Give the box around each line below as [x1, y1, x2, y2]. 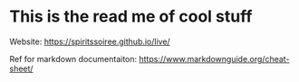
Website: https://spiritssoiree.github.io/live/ [9, 36, 170, 47]
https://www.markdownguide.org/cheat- [139, 53, 290, 64]
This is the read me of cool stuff [9, 6, 253, 27]
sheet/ [9, 63, 34, 74]
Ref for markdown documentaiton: [9, 53, 138, 64]
